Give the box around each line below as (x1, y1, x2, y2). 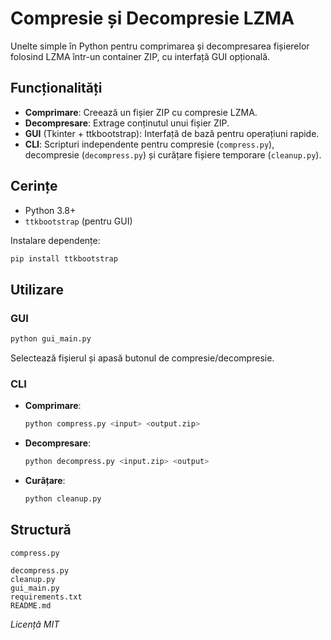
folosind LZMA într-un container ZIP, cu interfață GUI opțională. (10, 50, 271, 62)
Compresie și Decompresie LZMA (10, 7, 295, 30)
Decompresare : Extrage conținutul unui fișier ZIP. (24, 117, 230, 129)
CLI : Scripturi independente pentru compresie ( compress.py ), (24, 138, 275, 150)
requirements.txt (10, 592, 83, 602)
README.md (10, 600, 52, 611)
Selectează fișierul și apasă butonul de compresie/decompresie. (10, 352, 275, 364)
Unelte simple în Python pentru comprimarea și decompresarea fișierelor (10, 40, 310, 52)
